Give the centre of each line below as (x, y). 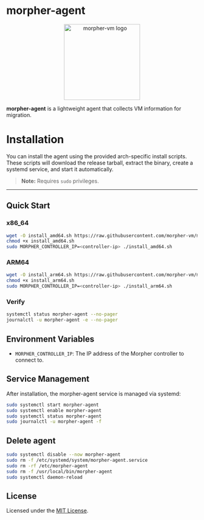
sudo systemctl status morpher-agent (54, 416)
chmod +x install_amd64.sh (40, 241)
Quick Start (28, 206)
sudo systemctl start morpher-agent (53, 405)
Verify (16, 302)
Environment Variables (50, 339)
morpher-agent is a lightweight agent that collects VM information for (94, 108)
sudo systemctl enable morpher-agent (54, 410)
